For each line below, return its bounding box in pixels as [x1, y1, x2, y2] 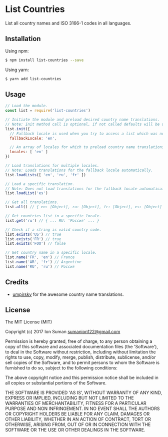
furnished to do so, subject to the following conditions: [5, 365, 117, 371]
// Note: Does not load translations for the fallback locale [5, 186, 137, 191]
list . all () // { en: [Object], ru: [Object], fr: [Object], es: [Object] [5, 204, 162, 210]
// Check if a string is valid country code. [5, 227, 101, 232]
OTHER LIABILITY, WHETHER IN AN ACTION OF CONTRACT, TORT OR [5, 416, 151, 422]
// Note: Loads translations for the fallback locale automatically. [5, 168, 153, 173]
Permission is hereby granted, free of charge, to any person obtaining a [5, 338, 152, 344]
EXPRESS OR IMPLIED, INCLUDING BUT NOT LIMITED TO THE [5, 395, 134, 401]
